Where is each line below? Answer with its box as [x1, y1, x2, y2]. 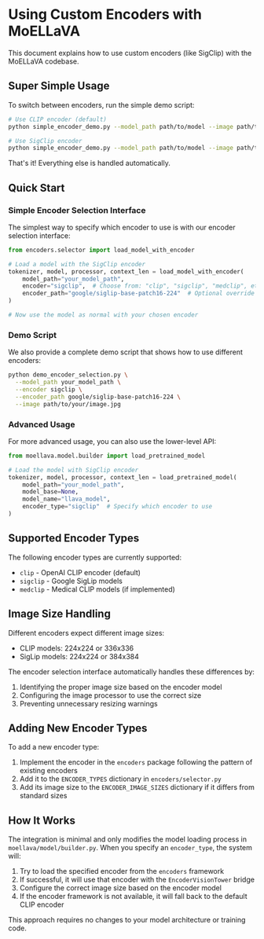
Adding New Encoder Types [8, 721, 148, 735]
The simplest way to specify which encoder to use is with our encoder [8, 222, 236, 232]
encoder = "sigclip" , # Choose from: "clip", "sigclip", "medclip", [22, 282, 247, 290]
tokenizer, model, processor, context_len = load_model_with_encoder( [8, 267, 244, 276]
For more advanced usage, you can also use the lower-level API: [8, 436, 217, 446]
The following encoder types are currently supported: [8, 552, 182, 562]
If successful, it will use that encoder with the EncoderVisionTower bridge [19, 875, 255, 885]
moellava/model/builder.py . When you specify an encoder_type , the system [8, 843, 253, 853]
